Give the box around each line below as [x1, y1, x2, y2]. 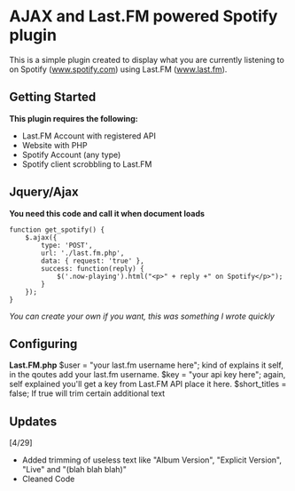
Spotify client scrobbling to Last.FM [21, 158, 152, 170]
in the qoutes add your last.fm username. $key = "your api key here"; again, [9, 369, 286, 380]
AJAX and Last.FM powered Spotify [9, 6, 278, 27]
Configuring [9, 336, 78, 352]
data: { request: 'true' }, [41, 256, 144, 265]
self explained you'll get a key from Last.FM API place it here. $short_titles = [9, 379, 287, 390]
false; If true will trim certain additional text [9, 388, 166, 399]
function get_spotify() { [9, 225, 105, 234]
